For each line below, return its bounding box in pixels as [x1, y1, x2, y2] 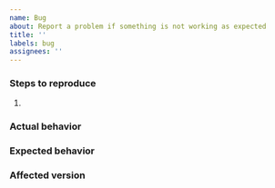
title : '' [9, 30, 47, 39]
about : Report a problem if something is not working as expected [9, 22, 267, 31]
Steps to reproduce [9, 77, 97, 90]
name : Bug [9, 13, 47, 23]
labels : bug [9, 38, 55, 48]
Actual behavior [9, 120, 82, 133]
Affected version [9, 169, 86, 182]
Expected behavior [9, 144, 96, 157]
